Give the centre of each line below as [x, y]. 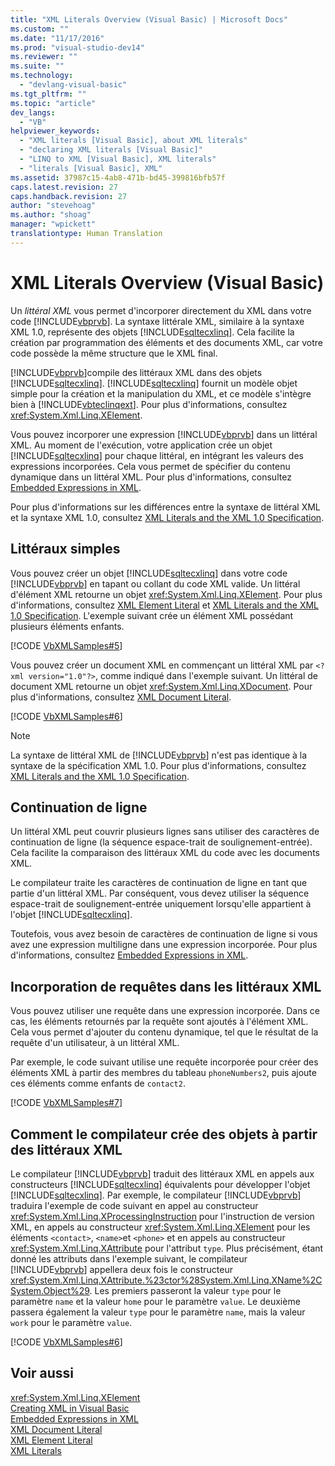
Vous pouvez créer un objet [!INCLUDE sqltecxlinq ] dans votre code [149, 573]
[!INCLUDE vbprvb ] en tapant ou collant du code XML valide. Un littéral [155, 583]
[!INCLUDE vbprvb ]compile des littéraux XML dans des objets [136, 372]
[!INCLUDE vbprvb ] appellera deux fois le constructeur [121, 1269]
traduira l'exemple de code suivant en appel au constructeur [134, 1205]
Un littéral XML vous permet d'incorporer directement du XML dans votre [161, 310]
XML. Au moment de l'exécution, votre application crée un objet [141, 445]
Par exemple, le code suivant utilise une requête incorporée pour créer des [164, 1062]
